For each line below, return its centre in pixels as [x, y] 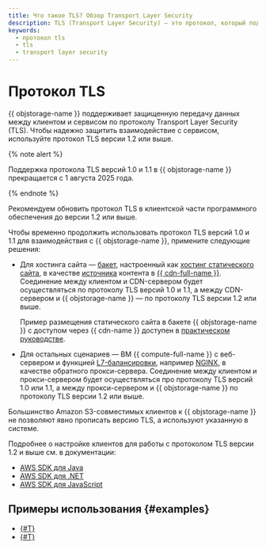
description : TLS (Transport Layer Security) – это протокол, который [127, 23]
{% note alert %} [36, 154]
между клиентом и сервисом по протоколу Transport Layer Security [123, 122]
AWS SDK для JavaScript [61, 484]
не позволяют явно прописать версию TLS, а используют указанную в [128, 420]
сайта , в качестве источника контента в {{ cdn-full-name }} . [120, 273]
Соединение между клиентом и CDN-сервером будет [111, 281]
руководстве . [42, 338]
